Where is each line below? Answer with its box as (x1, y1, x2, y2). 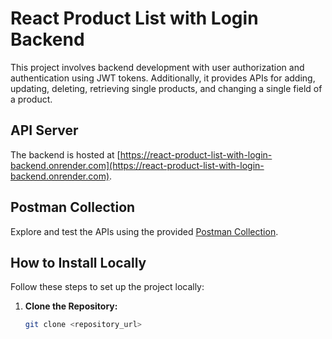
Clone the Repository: (24, 300, 118, 312)
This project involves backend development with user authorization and (10, 61, 305, 73)
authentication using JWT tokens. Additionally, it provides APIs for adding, (10, 72, 316, 84)
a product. (10, 93, 53, 105)
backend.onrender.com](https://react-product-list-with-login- (10, 159, 265, 171)
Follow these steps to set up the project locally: (10, 281, 205, 293)
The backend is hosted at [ (10, 148, 121, 161)
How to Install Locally (10, 254, 147, 271)
